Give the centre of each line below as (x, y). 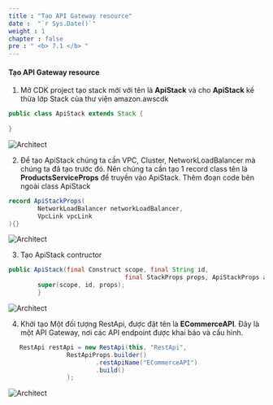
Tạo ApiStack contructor (61, 255)
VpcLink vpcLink (65, 216)
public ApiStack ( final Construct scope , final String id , (108, 270)
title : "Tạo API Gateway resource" (70, 16)
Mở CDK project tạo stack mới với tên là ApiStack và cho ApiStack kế (137, 90)
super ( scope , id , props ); (82, 285)
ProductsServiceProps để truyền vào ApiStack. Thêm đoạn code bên (137, 177)
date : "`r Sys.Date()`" (52, 24)
